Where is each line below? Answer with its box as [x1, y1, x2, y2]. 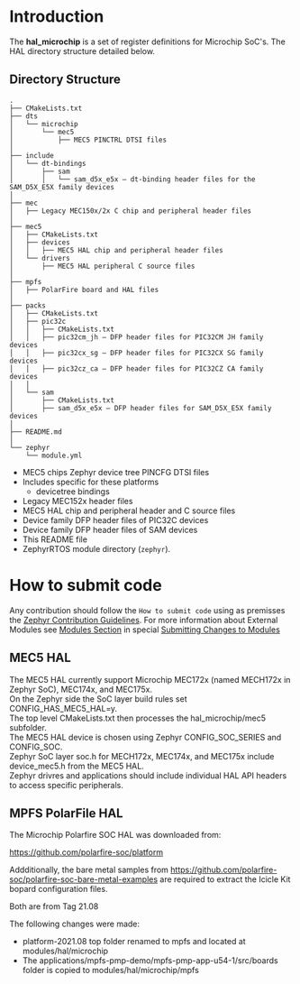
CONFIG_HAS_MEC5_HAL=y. [9, 703, 118, 713]
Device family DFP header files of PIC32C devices [22, 514, 209, 525]
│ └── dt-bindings [9, 159, 87, 168]
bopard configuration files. [9, 884, 108, 895]
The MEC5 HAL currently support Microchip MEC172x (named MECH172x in [9, 674, 291, 685]
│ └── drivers [9, 253, 70, 262]
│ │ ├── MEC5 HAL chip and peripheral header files [9, 245, 223, 254]
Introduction [9, 6, 105, 27]
